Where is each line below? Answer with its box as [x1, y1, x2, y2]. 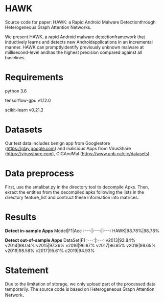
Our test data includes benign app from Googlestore [5, 140, 110, 146]
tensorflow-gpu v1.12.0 [5, 97, 51, 103]
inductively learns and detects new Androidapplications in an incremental [5, 39, 153, 45]
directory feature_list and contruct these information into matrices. [5, 194, 139, 200]
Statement [5, 265, 49, 276]
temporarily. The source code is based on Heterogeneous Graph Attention [5, 286, 155, 292]
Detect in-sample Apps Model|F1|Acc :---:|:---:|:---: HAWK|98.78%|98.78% [5, 228, 160, 233]
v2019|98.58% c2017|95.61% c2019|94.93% [5, 248, 95, 254]
